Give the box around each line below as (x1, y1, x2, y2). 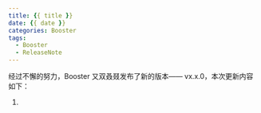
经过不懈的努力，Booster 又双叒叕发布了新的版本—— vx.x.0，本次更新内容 (8, 72, 254, 80)
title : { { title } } (8, 11, 73, 20)
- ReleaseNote (15, 49, 62, 56)
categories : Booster (8, 26, 77, 34)
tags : (8, 33, 26, 42)
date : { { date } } (8, 19, 66, 27)
